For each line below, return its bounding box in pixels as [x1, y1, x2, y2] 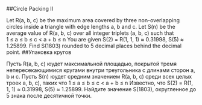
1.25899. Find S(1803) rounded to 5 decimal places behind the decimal [6, 42, 182, 49]
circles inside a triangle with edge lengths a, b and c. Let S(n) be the [6, 23, 176, 30]
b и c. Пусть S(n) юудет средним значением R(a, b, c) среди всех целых [6, 73, 192, 80]
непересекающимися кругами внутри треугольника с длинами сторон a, [6, 67, 195, 74]
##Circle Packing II [6, 5, 54, 12]
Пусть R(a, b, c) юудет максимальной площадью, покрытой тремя [6, 60, 177, 67]
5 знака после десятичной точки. [6, 92, 92, 99]
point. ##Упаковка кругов [6, 49, 72, 56]
